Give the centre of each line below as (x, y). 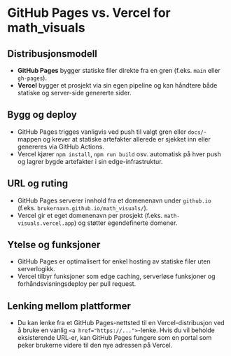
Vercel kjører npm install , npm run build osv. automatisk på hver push (119, 154)
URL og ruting (38, 184)
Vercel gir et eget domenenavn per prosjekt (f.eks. (90, 215)
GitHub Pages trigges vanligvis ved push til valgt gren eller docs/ (111, 132)
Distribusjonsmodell (52, 54)
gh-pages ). (32, 78)
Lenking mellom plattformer (69, 306)
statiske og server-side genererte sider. (74, 93)
